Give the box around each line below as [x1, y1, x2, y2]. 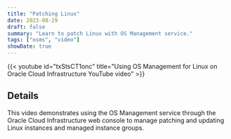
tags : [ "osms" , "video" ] [7, 37, 80, 44]
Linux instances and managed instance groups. [7, 124, 145, 132]
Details [7, 90, 39, 102]
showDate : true [7, 43, 52, 50]
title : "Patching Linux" [7, 10, 80, 18]
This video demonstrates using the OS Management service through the [7, 108, 216, 117]
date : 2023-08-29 [7, 17, 58, 24]
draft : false [7, 23, 46, 30]
